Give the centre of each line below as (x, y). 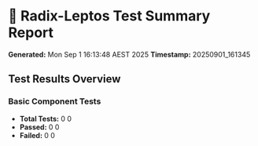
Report (31, 33)
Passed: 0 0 (39, 127)
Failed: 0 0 (37, 135)
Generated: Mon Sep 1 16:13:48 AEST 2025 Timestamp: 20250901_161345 (129, 54)
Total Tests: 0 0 (46, 119)
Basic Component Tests (55, 101)
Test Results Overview (64, 79)
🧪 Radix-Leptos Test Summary (109, 16)
